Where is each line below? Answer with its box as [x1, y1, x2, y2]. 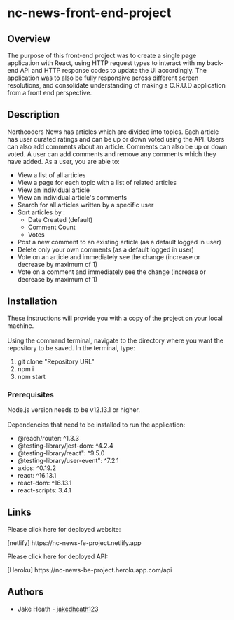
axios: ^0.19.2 [17, 464, 56, 472]
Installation [7, 296, 57, 308]
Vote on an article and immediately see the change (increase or [17, 252, 201, 261]
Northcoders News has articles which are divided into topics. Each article [7, 128, 219, 136]
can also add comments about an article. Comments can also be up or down [7, 142, 228, 151]
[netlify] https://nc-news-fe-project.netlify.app [7, 538, 142, 547]
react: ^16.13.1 [17, 471, 57, 479]
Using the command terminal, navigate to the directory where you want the [7, 336, 224, 345]
